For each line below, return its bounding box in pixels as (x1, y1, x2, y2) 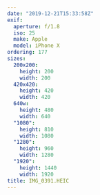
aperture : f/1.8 (13, 23, 60, 30)
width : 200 (19, 74, 51, 82)
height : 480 (19, 106, 54, 113)
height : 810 (19, 126, 54, 133)
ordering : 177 (7, 49, 48, 56)
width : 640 (19, 113, 51, 120)
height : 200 (19, 68, 54, 75)
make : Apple (13, 36, 48, 43)
